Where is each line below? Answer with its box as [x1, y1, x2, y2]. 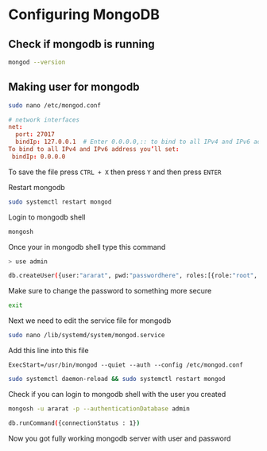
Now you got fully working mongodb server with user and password [8, 434, 231, 443]
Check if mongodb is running [8, 37, 155, 51]
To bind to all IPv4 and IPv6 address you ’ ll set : [8, 146, 180, 154]
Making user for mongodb [8, 80, 140, 94]
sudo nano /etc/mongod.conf [8, 101, 102, 109]
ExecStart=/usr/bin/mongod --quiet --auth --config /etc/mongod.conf [8, 361, 244, 369]
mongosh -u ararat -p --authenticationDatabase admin [8, 404, 191, 413]
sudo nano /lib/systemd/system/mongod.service [8, 332, 165, 340]
